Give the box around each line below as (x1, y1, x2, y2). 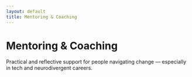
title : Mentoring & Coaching (6, 14, 77, 20)
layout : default (6, 8, 46, 15)
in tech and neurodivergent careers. (6, 65, 92, 72)
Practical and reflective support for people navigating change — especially (6, 58, 187, 65)
